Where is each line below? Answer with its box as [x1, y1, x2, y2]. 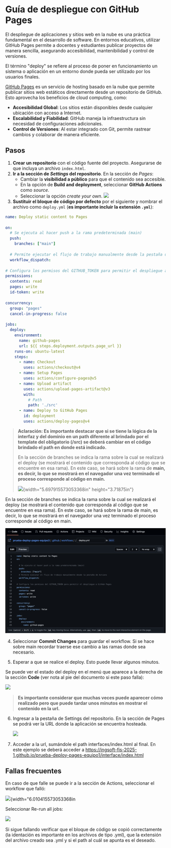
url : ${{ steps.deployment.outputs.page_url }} [18, 343, 122, 348]
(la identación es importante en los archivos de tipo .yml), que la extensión [5, 832, 161, 838]
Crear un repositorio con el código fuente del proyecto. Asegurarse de [12, 160, 162, 166]
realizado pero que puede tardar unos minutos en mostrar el [17, 700, 148, 706]
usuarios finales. [5, 73, 40, 80]
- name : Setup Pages [18, 370, 63, 376]
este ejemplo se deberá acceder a [12, 746, 85, 753]
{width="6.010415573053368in [10, 796, 76, 802]
